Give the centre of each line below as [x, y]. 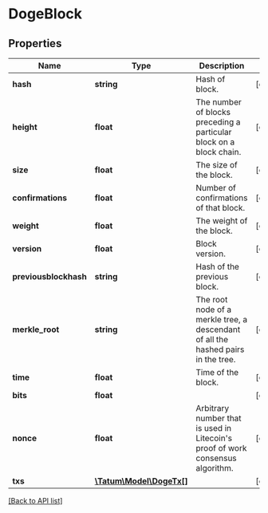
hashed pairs [220, 349]
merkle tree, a [222, 320]
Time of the [217, 372]
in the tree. [216, 359]
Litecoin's [214, 438]
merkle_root [36, 330]
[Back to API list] [35, 501]
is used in [214, 428]
